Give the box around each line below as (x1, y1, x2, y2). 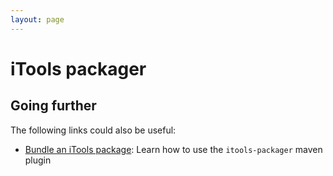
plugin (24, 154, 52, 166)
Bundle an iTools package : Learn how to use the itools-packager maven (24, 143, 323, 155)
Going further (10, 97, 97, 115)
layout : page (10, 14, 65, 25)
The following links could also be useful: (10, 124, 177, 136)
